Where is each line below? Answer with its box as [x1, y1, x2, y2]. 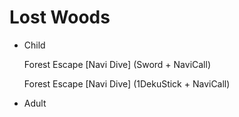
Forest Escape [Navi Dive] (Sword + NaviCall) [23, 58, 212, 70]
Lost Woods [9, 6, 111, 29]
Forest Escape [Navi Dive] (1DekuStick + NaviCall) [23, 77, 231, 90]
